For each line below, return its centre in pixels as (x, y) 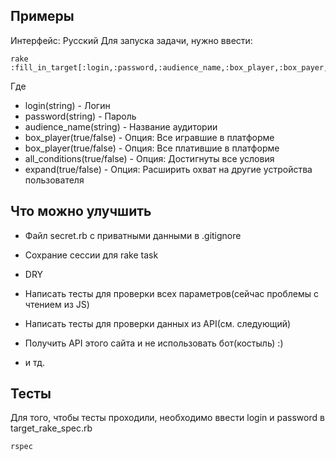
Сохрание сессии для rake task (91, 255)
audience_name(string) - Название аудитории (121, 126)
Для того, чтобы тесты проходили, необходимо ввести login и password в (167, 418)
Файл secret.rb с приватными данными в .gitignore (133, 235)
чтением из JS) (57, 304)
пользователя (54, 180)
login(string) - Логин (67, 105)
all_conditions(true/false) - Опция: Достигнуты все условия (149, 158)
